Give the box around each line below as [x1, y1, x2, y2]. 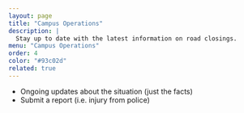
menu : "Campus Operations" [8, 42, 100, 50]
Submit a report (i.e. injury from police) [19, 94, 150, 105]
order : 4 [8, 49, 38, 57]
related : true [8, 65, 57, 73]
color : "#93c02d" [8, 57, 67, 65]
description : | [8, 27, 60, 35]
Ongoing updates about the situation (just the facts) [19, 86, 193, 96]
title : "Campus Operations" [8, 19, 104, 27]
